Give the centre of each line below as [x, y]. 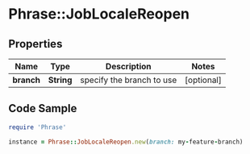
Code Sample [43, 108]
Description [128, 67]
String [60, 80]
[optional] [203, 80]
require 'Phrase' [37, 127]
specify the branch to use [129, 80]
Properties [35, 44]
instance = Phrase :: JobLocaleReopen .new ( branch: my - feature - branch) [126, 142]
